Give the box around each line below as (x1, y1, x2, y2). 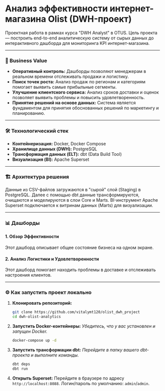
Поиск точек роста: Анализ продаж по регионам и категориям (12, 79, 146, 85)
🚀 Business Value (5, 57, 48, 64)
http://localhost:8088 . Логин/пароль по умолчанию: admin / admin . (12, 380, 150, 386)
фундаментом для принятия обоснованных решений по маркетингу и (12, 105, 159, 111)
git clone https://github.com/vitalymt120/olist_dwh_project (12, 310, 140, 315)
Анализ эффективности (5, 3, 108, 14)
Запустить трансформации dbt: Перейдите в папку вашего (12, 347, 139, 353)
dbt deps (12, 362, 30, 367)
